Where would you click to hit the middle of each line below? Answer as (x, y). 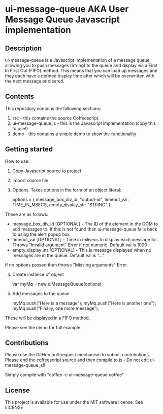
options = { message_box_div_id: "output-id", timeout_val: (70, 199)
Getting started (29, 149)
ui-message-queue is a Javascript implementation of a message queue (77, 60)
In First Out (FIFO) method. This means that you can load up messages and (81, 71)
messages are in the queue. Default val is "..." (58, 255)
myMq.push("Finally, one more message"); (56, 308)
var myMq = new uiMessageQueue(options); (58, 284)
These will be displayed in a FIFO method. (48, 318)
